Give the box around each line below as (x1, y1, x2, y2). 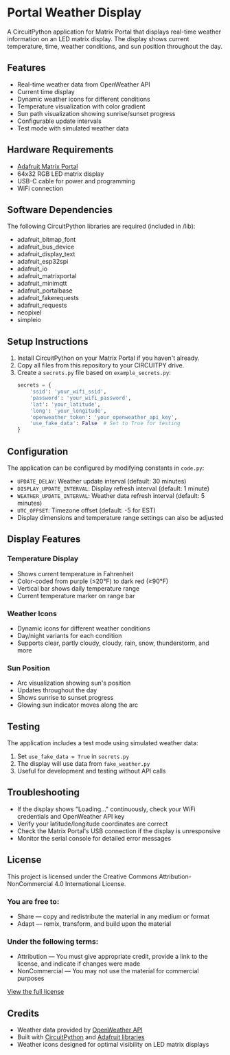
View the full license (7, 988, 65, 996)
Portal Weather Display (7, 5, 142, 21)
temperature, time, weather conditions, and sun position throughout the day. (7, 42, 223, 50)
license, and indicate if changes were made (16, 960, 141, 968)
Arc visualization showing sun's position (16, 679, 131, 688)
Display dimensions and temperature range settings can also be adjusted (16, 514, 224, 521)
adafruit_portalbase (16, 286, 73, 295)
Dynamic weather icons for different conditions (16, 95, 151, 103)
